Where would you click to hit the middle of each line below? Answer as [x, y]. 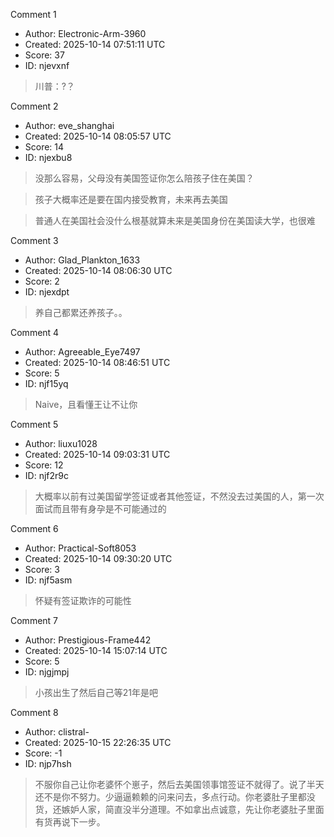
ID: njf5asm [48, 580]
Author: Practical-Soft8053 [80, 548]
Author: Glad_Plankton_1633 [82, 260]
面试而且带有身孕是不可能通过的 [100, 508]
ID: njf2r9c [46, 475]
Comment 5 [34, 424]
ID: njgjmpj [47, 672]
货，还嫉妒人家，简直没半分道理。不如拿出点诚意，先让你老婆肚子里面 [179, 809]
